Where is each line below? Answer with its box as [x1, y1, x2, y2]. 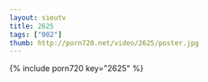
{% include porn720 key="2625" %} [9, 63, 144, 74]
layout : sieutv [9, 13, 67, 23]
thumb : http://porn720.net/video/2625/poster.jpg [9, 38, 200, 48]
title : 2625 [9, 22, 54, 31]
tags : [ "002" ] [9, 30, 63, 39]
